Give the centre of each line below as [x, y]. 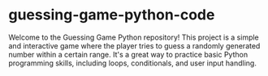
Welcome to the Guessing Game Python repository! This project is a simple [134, 37]
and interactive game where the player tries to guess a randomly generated [134, 45]
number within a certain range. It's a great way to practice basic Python [128, 54]
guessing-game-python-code [112, 15]
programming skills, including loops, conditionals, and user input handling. [133, 63]
